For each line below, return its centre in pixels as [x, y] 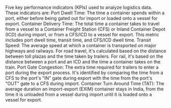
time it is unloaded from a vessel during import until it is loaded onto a [79, 94]
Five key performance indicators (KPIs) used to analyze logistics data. [79, 7]
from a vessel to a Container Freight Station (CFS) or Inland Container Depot [86, 29]
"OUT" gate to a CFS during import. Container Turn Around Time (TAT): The [85, 83]
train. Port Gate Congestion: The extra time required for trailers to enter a [82, 67]
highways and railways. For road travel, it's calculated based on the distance [86, 51]
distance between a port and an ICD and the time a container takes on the [83, 62]
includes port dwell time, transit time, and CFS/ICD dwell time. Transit [78, 40]
